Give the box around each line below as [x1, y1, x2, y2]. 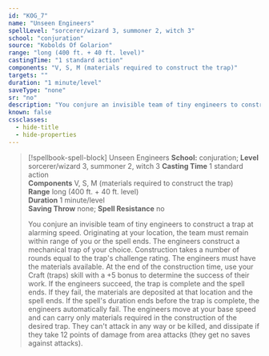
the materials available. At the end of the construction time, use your [27, 262, 254, 271]
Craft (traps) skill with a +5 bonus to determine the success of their [27, 270, 250, 280]
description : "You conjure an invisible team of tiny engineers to [8, 101, 239, 109]
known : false [8, 109, 52, 117]
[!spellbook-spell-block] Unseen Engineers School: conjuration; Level [27, 153, 259, 162]
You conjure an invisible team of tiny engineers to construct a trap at [27, 219, 254, 229]
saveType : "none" [8, 86, 66, 94]
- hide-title [15, 123, 59, 131]
